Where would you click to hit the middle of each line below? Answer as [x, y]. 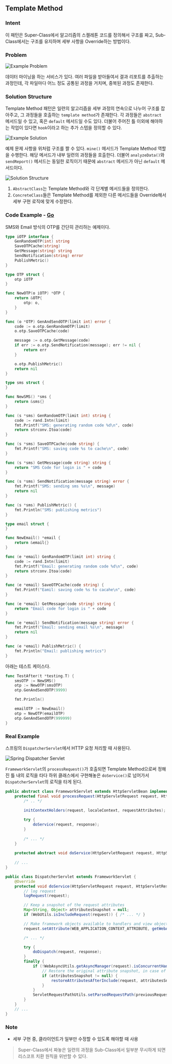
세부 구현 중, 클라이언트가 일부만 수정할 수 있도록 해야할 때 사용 [75, 1039]
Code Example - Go [30, 215]
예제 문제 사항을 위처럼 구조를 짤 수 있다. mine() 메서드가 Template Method [81, 149]
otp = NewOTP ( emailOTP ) [40, 713]
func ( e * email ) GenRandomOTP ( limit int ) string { [60, 557]
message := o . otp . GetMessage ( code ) [52, 341]
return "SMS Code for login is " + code [58, 467]
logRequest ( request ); [47, 896]
